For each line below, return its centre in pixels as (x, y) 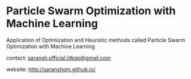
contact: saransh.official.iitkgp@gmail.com (58, 58)
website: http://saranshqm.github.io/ (51, 69)
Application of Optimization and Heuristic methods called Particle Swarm (96, 40)
